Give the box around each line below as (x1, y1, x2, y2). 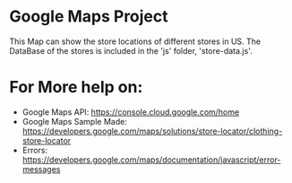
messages (21, 163, 61, 174)
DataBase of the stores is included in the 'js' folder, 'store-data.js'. (9, 45, 253, 56)
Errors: (21, 144, 47, 155)
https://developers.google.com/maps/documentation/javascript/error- (21, 154, 281, 165)
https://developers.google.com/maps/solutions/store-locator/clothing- (21, 126, 283, 136)
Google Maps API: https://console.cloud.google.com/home (21, 106, 240, 118)
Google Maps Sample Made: (21, 116, 127, 126)
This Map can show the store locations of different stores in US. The (9, 36, 262, 47)
